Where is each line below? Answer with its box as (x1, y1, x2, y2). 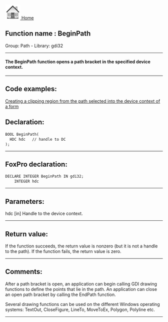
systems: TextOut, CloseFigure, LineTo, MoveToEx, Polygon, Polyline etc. (5, 306, 155, 312)
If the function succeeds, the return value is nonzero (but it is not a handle (5, 243, 158, 249)
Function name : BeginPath (5, 30, 91, 38)
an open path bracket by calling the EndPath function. (5, 291, 116, 297)
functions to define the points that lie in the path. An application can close (5, 286, 157, 292)
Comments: (5, 267, 42, 276)
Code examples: (5, 85, 57, 93)
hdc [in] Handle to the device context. (5, 210, 83, 217)
